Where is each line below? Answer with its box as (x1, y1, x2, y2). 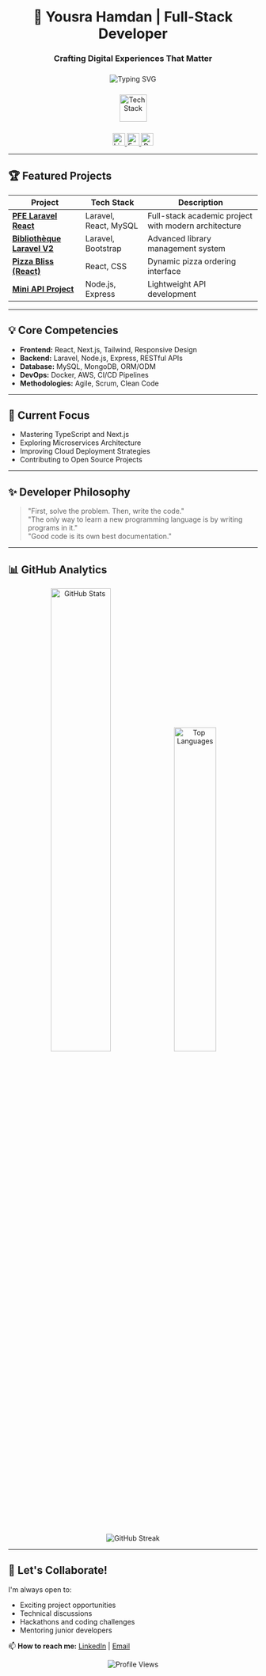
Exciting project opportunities (19, 1600, 116, 1609)
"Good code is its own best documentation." (27, 531, 172, 542)
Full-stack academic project (147, 210, 253, 221)
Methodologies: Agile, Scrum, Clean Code (19, 378, 160, 388)
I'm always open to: (8, 1584, 72, 1594)
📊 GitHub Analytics (8, 563, 108, 576)
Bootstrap (85, 242, 122, 253)
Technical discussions (19, 1608, 93, 1618)
